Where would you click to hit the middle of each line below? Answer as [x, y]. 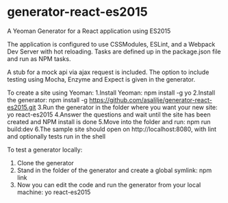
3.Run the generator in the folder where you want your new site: [127, 107]
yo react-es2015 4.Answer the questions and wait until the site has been [109, 115]
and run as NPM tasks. [39, 58]
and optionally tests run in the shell [56, 136]
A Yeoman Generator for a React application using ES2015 [89, 31]
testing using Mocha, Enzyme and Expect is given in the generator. [101, 79]
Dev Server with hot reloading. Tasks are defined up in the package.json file [114, 51]
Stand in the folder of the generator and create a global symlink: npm [114, 170]
